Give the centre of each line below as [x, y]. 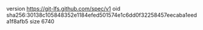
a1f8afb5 [17, 21]
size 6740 [42, 21]
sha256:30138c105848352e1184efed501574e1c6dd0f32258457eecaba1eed [102, 15]
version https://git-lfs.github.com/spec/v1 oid [63, 9]
